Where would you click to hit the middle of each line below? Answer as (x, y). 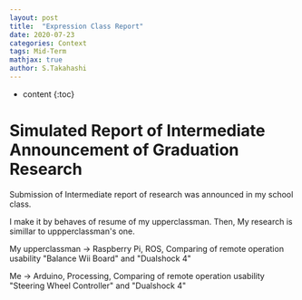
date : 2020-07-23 (42, 34)
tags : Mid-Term (38, 52)
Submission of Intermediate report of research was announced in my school (151, 194)
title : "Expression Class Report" (77, 26)
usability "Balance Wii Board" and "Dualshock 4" (101, 258)
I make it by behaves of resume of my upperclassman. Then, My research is (151, 221)
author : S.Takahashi (49, 69)
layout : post (34, 18)
